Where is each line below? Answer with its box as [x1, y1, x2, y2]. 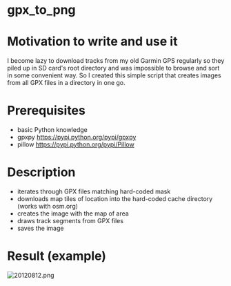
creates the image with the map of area [17, 209, 129, 218]
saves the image [17, 224, 64, 232]
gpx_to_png [7, 2, 76, 18]
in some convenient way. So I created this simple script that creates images [7, 71, 222, 79]
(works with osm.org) [17, 202, 78, 210]
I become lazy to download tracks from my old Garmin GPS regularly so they [7, 57, 225, 65]
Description [7, 164, 76, 180]
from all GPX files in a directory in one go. [7, 79, 125, 87]
